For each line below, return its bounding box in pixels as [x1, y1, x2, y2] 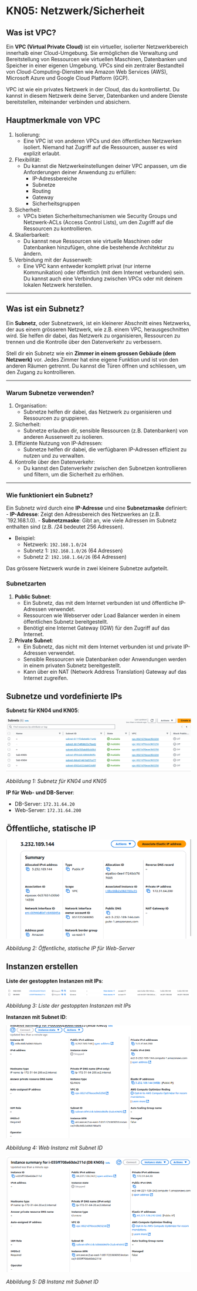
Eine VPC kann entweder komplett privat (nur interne [23, 262, 151, 269]
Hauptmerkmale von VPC [6, 115, 101, 125]
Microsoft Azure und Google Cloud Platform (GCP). [6, 75, 130, 81]
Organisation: [14, 402, 47, 409]
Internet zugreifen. [23, 674, 69, 681]
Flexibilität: [14, 156, 41, 163]
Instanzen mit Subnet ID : [6, 1013, 67, 1020]
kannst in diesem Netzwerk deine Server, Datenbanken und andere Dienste [6, 92, 188, 99]
